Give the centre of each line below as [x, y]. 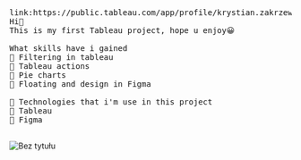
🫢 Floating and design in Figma [80, 84]
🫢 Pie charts [38, 75]
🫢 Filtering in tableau [61, 57]
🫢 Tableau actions [50, 66]
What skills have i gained [69, 48]
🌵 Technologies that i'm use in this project [111, 102]
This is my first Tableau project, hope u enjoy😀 [122, 30]
